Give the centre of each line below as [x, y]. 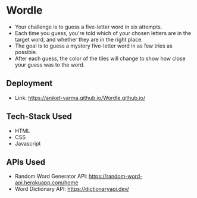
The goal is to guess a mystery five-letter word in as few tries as [93, 46]
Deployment [29, 84]
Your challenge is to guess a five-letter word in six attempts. [88, 27]
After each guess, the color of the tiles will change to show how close [100, 58]
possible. [26, 52]
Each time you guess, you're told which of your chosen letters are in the [103, 33]
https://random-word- [115, 177]
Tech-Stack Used [39, 117]
